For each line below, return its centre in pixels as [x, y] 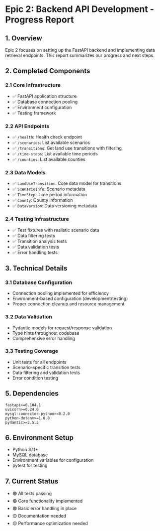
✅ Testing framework [34, 113]
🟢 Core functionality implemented [47, 501]
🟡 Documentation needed [39, 516]
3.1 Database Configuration [39, 282]
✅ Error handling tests [35, 252]
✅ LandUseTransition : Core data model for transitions [67, 183]
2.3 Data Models [25, 172]
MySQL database [30, 455]
